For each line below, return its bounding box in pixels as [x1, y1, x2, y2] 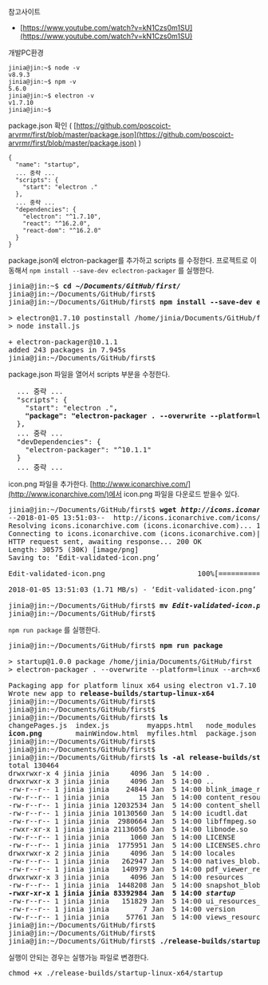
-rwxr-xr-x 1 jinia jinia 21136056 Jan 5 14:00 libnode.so [8, 825, 249, 833]
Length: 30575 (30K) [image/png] [8, 546, 140, 554]
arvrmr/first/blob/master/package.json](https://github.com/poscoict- [8, 130, 234, 139]
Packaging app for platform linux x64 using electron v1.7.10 [8, 681, 257, 689]
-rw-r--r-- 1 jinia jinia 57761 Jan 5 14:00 [8, 913, 202, 921]
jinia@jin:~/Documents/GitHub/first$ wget [8, 506, 177, 514]
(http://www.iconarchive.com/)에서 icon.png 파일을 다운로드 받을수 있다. [8, 490, 240, 498]
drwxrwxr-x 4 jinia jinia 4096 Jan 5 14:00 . [8, 769, 211, 777]
